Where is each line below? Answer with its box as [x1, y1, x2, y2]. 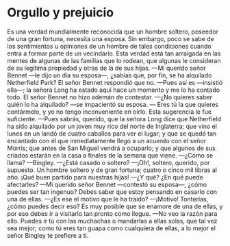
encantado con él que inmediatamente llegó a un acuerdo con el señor [7, 136, 207, 145]
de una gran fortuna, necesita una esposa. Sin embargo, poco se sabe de [7, 34, 214, 42]
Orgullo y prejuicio [7, 5, 114, 21]
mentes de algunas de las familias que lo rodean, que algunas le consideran [7, 56, 221, 64]
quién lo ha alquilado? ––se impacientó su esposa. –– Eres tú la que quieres [7, 100, 219, 108]
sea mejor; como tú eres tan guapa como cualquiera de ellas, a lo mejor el [7, 224, 216, 232]
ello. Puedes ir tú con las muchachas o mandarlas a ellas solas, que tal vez [7, 217, 218, 225]
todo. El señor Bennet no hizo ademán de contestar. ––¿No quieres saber [7, 93, 212, 101]
